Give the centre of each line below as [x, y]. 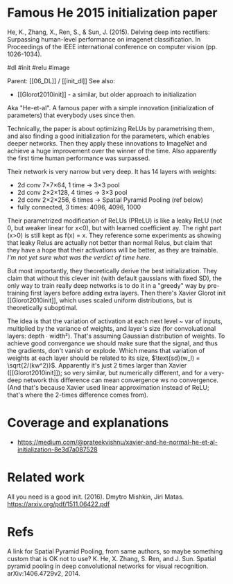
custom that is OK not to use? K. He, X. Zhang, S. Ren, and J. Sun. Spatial [112, 558]
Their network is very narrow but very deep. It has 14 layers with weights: [112, 171]
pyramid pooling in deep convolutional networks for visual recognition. [108, 566]
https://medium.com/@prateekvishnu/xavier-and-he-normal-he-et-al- [118, 442]
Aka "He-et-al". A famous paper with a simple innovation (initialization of [111, 108]
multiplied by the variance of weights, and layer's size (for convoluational [112, 328]
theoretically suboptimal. [42, 307]
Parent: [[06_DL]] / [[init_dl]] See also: [61, 80]
